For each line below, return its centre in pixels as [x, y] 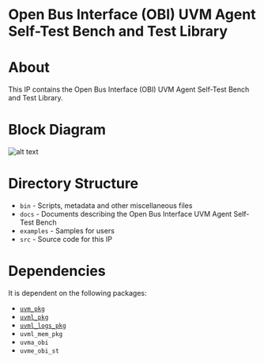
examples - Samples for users [67, 231]
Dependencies [57, 271]
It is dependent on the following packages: [78, 293]
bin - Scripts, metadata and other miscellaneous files [106, 206]
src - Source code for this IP [66, 239]
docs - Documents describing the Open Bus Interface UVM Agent [126, 214]
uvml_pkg [34, 317]
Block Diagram [57, 130]
